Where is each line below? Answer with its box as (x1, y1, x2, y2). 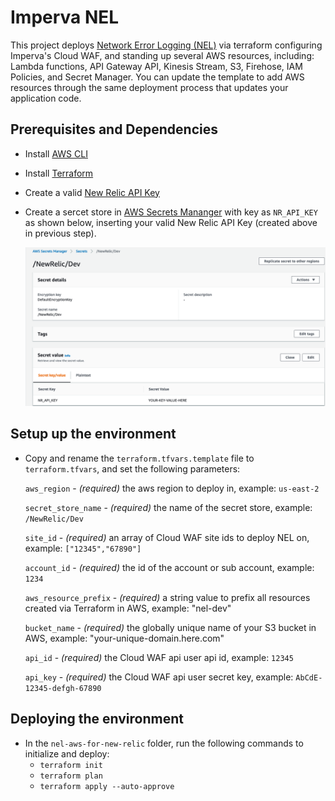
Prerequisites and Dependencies (10, 121, 219, 138)
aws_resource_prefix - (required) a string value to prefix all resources (24, 591, 311, 603)
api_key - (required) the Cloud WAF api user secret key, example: (24, 671, 294, 683)
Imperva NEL (10, 6, 120, 29)
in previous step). (24, 227, 97, 239)
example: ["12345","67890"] (24, 542, 142, 554)
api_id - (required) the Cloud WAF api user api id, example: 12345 (24, 651, 294, 663)
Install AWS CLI (24, 147, 88, 160)
